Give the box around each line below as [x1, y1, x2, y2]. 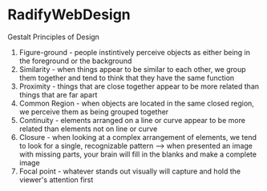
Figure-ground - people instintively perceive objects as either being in [18, 47, 250, 57]
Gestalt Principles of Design [7, 32, 99, 42]
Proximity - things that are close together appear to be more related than [18, 82, 260, 91]
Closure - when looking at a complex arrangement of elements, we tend [18, 132, 257, 141]
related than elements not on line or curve [18, 124, 158, 133]
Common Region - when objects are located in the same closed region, [18, 98, 254, 108]
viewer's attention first [18, 174, 94, 185]
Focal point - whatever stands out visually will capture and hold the [18, 166, 241, 176]
